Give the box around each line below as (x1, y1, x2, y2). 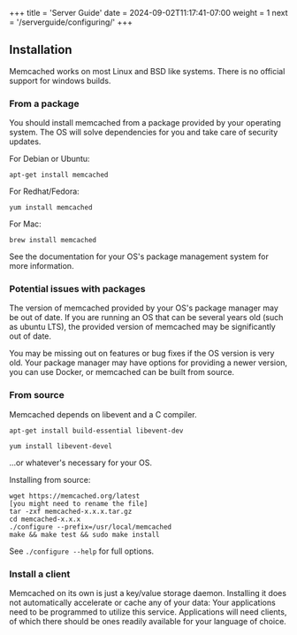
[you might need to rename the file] (9, 499, 148, 508)
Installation (9, 42, 72, 57)
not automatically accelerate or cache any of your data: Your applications (9, 597, 276, 608)
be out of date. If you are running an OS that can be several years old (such (9, 312, 284, 323)
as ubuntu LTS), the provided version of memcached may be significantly (9, 322, 276, 333)
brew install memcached (9, 236, 97, 245)
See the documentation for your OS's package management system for (9, 251, 270, 262)
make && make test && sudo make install (9, 530, 161, 539)
